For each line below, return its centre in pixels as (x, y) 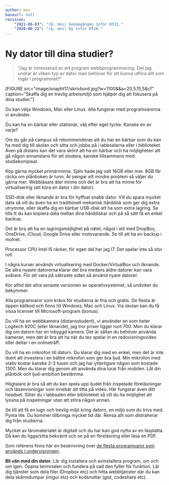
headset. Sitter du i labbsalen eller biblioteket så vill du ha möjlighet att (79, 395)
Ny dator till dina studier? (59, 54)
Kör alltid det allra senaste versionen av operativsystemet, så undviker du (82, 285)
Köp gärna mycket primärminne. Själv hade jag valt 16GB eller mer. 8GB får (83, 171)
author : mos (18, 10)
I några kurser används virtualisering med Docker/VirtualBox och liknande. (83, 265)
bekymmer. (17, 290)
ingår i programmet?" (40, 79)
